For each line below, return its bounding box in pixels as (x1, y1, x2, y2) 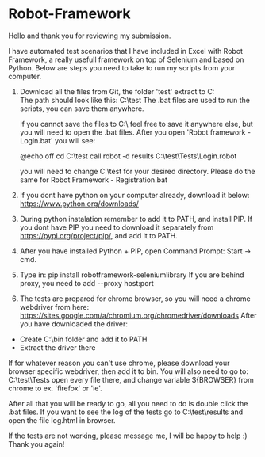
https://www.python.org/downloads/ (19, 199, 139, 208)
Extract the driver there (19, 342, 96, 352)
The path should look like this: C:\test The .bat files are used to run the (19, 95, 250, 105)
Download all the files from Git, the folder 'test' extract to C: (19, 86, 215, 96)
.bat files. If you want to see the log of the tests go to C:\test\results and (8, 407, 244, 417)
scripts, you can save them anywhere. (19, 104, 144, 113)
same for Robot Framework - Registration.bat (19, 175, 168, 185)
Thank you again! (8, 439, 65, 448)
